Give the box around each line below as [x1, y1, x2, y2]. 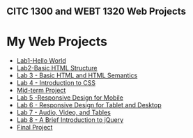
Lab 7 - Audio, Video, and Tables [16, 108, 111, 117]
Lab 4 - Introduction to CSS [16, 79, 95, 87]
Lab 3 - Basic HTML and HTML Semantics [16, 71, 138, 79]
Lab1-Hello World [16, 56, 67, 65]
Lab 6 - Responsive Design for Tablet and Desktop [16, 101, 162, 109]
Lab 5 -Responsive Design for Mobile [16, 93, 123, 102]
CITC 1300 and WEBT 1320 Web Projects [6, 6, 186, 17]
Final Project [16, 123, 53, 132]
